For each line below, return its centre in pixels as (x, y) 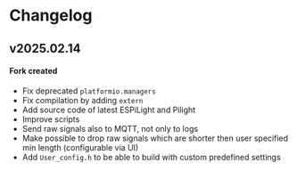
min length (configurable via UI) (80, 147)
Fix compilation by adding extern (82, 100)
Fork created (33, 71)
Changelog (51, 16)
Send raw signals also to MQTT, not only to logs (110, 128)
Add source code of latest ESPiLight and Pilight (109, 110)
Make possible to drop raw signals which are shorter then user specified (155, 138)
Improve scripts (51, 119)
